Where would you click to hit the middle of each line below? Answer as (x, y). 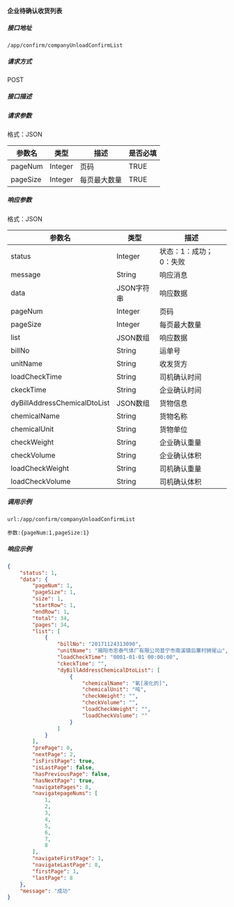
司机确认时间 (180, 377)
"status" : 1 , (39, 573)
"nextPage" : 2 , (54, 755)
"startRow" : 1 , (54, 605)
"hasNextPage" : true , (64, 781)
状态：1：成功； (186, 251)
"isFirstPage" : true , (64, 761)
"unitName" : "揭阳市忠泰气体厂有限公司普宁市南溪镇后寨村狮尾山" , (142, 651)
